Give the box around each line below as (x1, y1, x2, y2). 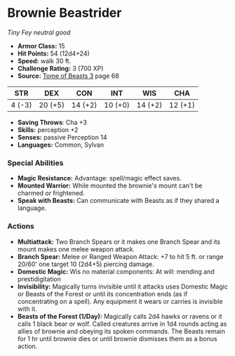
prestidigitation (17, 275, 62, 283)
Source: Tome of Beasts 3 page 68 (17, 72, 119, 80)
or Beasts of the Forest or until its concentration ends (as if (17, 289, 188, 298)
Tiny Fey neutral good (7, 28, 71, 37)
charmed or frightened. (17, 189, 86, 197)
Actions (7, 221, 35, 231)
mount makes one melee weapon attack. (17, 244, 135, 253)
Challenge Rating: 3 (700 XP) (17, 64, 104, 72)
